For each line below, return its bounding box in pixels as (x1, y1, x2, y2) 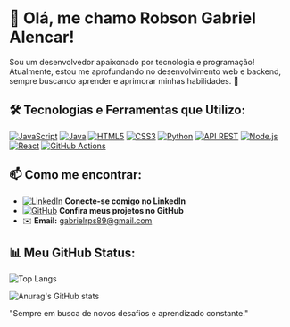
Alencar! (9, 27, 75, 47)
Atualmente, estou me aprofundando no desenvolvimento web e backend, (9, 66, 282, 77)
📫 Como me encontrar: (9, 167, 143, 182)
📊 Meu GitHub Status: (9, 245, 136, 260)
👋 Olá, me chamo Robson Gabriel (9, 8, 257, 29)
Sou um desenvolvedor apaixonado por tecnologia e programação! (9, 56, 255, 67)
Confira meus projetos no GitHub (59, 205, 185, 215)
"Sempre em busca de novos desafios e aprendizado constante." (9, 308, 249, 319)
